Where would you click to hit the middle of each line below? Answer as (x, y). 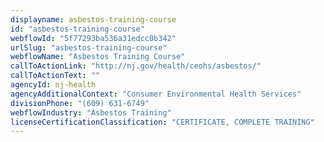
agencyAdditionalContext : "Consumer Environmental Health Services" (156, 94)
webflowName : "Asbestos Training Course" (98, 57)
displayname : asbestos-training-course (93, 19)
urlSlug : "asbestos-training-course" (89, 47)
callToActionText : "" (55, 76)
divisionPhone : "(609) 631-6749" (80, 103)
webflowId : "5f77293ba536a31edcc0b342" (93, 38)
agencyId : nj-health (53, 85)
